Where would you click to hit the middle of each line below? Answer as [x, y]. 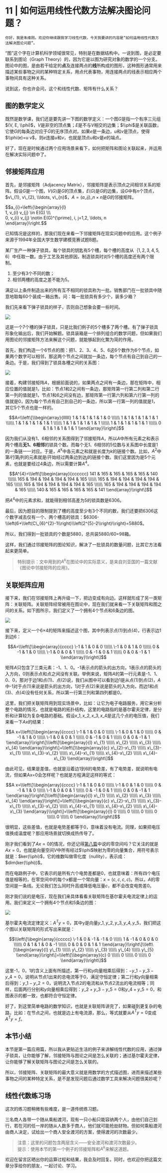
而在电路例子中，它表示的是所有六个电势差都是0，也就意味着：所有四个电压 [83, 873]
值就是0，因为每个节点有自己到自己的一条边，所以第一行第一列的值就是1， [82, 401]
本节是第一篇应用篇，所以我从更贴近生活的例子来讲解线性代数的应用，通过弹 [83, 1049]
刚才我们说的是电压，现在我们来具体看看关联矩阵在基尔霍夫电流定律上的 [79, 896]
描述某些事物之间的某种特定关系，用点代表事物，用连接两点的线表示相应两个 [83, 71]
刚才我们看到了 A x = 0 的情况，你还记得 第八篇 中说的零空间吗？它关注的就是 [82, 844]
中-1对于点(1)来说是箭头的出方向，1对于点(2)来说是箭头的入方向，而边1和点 [82, 686]
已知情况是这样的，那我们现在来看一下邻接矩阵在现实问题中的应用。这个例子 [83, 233]
